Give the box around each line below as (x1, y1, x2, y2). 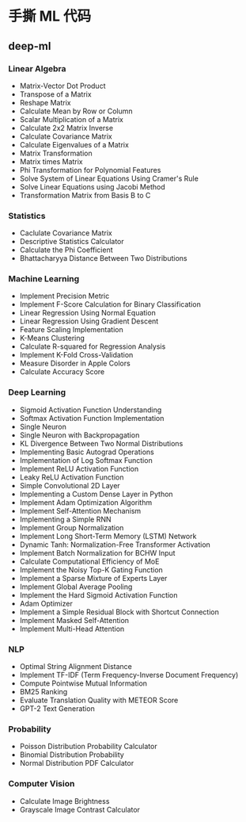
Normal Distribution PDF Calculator (19, 759, 134, 768)
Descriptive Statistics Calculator (19, 237, 124, 247)
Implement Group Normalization (19, 522, 124, 532)
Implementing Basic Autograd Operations (19, 447, 154, 457)
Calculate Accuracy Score (19, 367, 105, 377)
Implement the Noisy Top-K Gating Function (19, 564, 164, 575)
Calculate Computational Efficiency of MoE (19, 556, 160, 566)
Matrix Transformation (19, 148, 93, 158)
